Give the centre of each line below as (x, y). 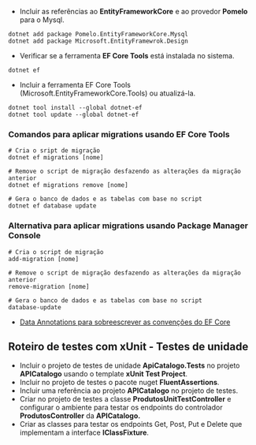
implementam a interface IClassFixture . (84, 432)
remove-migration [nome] (49, 286)
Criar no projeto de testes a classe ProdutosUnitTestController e (125, 399)
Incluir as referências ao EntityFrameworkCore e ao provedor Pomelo (134, 11)
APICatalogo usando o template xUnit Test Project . (103, 374)
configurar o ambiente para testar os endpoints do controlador (121, 408)
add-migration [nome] (44, 259)
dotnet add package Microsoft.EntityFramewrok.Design (98, 41)
